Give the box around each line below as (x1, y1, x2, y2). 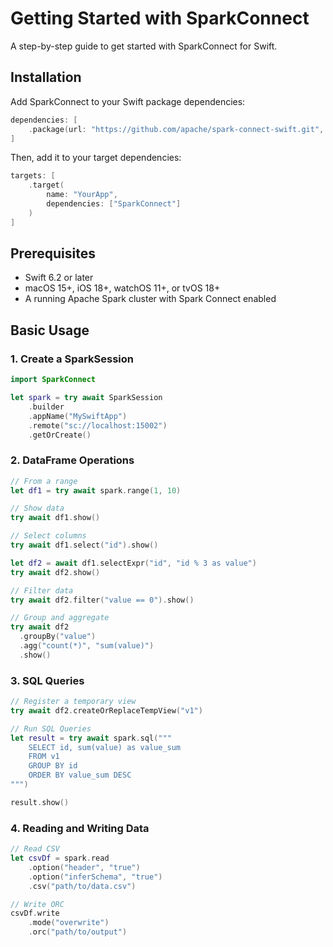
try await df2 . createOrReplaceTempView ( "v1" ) (10, 705, 203, 716)
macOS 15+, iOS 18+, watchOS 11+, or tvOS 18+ (24, 282, 221, 294)
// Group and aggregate (10, 613, 110, 623)
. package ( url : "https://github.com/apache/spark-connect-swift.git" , (28, 124, 325, 134)
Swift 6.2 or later (24, 272, 94, 284)
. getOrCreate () (28, 430, 92, 440)
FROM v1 (28, 752, 60, 762)
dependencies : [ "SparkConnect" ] (46, 199, 182, 209)
